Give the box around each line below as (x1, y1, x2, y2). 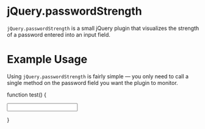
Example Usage (7, 53, 88, 67)
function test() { (7, 90, 46, 98)
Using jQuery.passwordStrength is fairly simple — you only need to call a (7, 72, 189, 80)
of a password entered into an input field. (7, 31, 110, 38)
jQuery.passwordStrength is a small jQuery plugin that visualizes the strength (7, 24, 200, 32)
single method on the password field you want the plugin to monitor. (7, 79, 179, 86)
